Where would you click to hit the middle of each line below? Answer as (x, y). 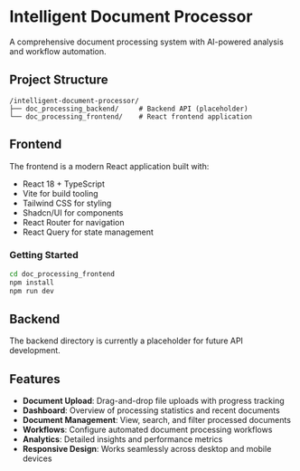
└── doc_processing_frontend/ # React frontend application (131, 116)
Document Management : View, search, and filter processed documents (157, 420)
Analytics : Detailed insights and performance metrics (122, 439)
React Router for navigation (73, 222)
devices (37, 458)
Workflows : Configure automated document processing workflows (147, 430)
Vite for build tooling (60, 193)
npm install (32, 283)
